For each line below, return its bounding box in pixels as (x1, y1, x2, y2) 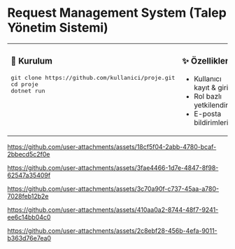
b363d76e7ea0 (7, 234, 51, 242)
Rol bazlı (193, 91, 222, 101)
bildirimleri (193, 118, 229, 127)
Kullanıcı (193, 73, 222, 83)
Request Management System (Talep (7, 5, 227, 21)
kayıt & (193, 83, 217, 92)
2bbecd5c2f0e (7, 150, 50, 158)
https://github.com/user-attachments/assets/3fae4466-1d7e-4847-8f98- (7, 163, 219, 172)
